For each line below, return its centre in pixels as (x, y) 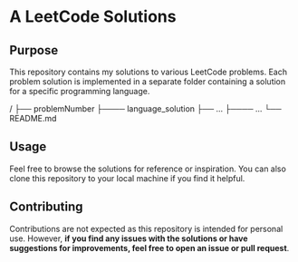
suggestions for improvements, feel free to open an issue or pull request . (149, 247)
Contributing (46, 207)
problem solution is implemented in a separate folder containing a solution (148, 82)
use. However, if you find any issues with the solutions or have (129, 238)
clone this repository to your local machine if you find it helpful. (127, 178)
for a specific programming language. (80, 91)
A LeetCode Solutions (93, 17)
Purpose (34, 50)
